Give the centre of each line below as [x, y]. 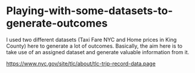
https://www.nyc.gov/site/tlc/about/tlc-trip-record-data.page [81, 64]
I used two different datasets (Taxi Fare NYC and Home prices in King [92, 39]
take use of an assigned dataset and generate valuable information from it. [98, 52]
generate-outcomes [57, 23]
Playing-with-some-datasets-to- [89, 11]
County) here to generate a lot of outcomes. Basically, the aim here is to [95, 46]
